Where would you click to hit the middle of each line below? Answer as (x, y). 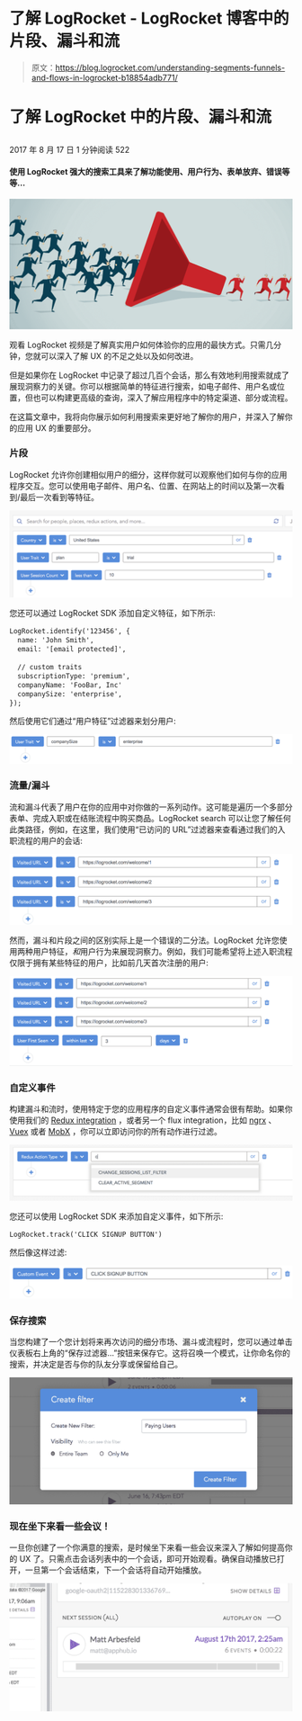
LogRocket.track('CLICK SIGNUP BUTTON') (86, 1234)
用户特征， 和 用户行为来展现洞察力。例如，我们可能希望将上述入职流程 (163, 951)
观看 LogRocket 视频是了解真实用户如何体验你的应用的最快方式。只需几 (142, 345)
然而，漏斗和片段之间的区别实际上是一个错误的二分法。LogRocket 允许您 (145, 940)
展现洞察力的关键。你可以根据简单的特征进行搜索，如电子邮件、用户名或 (143, 386)
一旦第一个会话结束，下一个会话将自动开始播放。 (115, 1570)
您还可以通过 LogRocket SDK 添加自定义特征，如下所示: (112, 614)
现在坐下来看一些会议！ (60, 1526)
